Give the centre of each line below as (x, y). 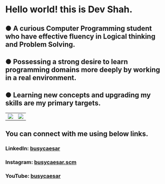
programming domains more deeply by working (83, 69)
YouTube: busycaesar (33, 176)
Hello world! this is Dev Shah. (69, 9)
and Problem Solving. (40, 44)
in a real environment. (41, 78)
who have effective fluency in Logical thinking (80, 36)
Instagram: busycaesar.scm (41, 162)
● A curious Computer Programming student (79, 28)
